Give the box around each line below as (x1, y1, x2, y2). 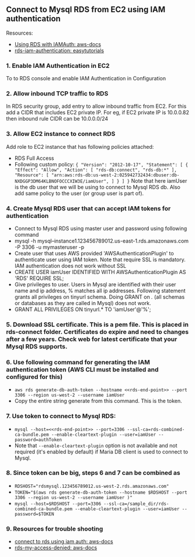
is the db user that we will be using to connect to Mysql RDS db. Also (14, 183, 181, 190)
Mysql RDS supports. (6, 342, 68, 350)
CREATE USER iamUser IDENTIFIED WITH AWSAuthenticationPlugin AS (14, 269, 186, 275)
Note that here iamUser (131, 177, 187, 184)
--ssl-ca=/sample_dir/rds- (103, 501, 169, 507)
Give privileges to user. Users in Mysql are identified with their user (14, 281, 176, 288)
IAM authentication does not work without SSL (14, 262, 127, 269)
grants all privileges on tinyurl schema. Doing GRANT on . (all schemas (14, 293, 185, 300)
